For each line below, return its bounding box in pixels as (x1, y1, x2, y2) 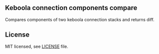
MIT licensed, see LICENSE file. (5, 43, 68, 49)
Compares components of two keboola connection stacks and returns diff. (5, 16, 155, 22)
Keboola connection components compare (5, 4, 138, 12)
